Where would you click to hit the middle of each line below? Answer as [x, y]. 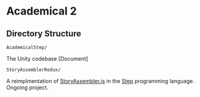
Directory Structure [44, 34]
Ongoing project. [27, 87]
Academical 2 [42, 11]
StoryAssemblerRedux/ [34, 70]
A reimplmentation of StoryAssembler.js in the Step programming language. [101, 81]
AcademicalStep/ [27, 47]
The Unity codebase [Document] [47, 59]
